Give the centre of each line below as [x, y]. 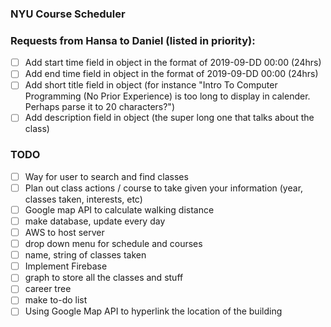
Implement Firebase [66, 266]
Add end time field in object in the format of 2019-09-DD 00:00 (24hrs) [171, 74]
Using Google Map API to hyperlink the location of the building [153, 311]
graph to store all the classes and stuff [104, 278]
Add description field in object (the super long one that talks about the [169, 118]
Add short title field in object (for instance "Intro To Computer [151, 85]
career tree [48, 289]
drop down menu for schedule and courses [113, 244]
